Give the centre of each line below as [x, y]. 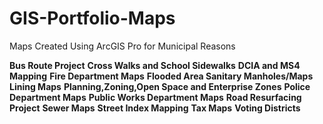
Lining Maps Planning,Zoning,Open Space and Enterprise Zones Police [160, 86]
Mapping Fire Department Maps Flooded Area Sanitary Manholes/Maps [161, 76]
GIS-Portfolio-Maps [92, 18]
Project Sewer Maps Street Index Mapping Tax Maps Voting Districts [155, 108]
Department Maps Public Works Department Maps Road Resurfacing [155, 97]
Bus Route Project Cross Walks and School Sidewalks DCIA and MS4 [155, 65]
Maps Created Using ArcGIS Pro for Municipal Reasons [122, 46]
